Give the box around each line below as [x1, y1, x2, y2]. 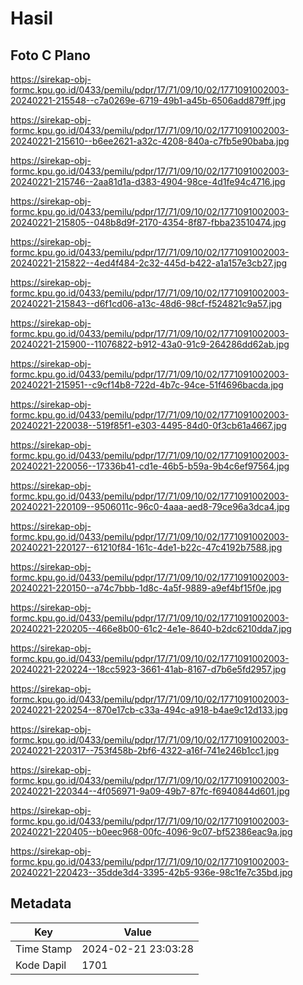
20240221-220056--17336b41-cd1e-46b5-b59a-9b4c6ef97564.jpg [10, 460, 290, 472]
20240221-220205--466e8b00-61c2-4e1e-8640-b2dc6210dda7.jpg [10, 623, 292, 634]
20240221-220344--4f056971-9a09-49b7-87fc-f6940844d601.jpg [10, 785, 290, 797]
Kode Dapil [15, 958, 67, 972]
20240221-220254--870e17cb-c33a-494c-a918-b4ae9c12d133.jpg [10, 704, 288, 716]
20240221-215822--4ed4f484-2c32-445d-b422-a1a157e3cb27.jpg [10, 257, 288, 269]
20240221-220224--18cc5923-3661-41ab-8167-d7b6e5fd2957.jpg [10, 663, 287, 675]
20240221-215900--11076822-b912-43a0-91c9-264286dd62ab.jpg [10, 338, 290, 350]
